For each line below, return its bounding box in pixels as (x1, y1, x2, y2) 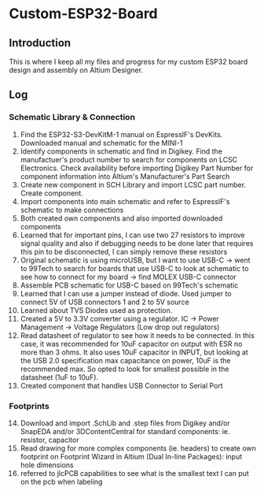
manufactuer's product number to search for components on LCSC (20, 154, 238, 164)
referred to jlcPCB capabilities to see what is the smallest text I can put (20, 468, 250, 477)
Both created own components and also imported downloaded (20, 214, 223, 223)
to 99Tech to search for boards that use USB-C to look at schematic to (20, 263, 249, 273)
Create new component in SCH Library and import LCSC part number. (20, 180, 247, 189)
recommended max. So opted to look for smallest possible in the (20, 364, 229, 373)
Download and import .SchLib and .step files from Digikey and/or (20, 418, 230, 428)
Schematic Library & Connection (9, 112, 136, 123)
